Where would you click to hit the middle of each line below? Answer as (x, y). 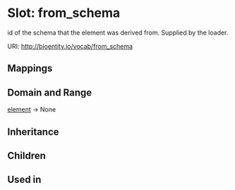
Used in (24, 180)
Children (26, 156)
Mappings (30, 69)
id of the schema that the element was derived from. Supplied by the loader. (118, 32)
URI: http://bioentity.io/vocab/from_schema (70, 46)
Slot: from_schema (64, 13)
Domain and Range (50, 92)
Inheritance (33, 132)
